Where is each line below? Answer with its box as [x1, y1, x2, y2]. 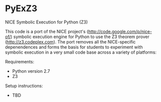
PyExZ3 [5, 3, 38, 14]
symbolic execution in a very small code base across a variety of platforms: [5, 49, 157, 55]
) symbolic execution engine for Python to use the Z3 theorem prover [10, 34, 150, 40]
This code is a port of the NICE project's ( [5, 28, 89, 34]
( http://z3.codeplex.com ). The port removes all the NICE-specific [5, 39, 136, 44]
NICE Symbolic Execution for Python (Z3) [5, 19, 88, 25]
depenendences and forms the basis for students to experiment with [5, 44, 143, 50]
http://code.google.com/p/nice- [88, 28, 152, 34]
